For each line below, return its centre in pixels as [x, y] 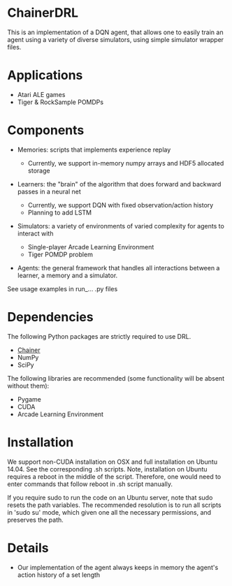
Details [28, 548]
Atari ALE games [41, 94]
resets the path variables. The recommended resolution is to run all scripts [114, 505]
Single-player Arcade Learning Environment [91, 247]
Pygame [29, 399]
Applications [45, 75]
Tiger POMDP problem [60, 254]
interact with [35, 233]
